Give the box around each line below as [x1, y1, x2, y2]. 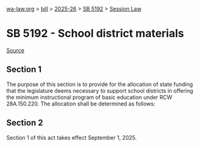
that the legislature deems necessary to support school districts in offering [6, 87, 194, 94]
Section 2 [6, 118, 44, 128]
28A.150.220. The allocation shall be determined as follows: [6, 100, 156, 107]
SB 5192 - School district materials [6, 27, 184, 40]
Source [6, 46, 24, 54]
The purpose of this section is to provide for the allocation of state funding [6, 81, 194, 88]
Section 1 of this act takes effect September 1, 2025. [6, 134, 137, 141]
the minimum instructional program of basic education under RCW [6, 93, 172, 101]
